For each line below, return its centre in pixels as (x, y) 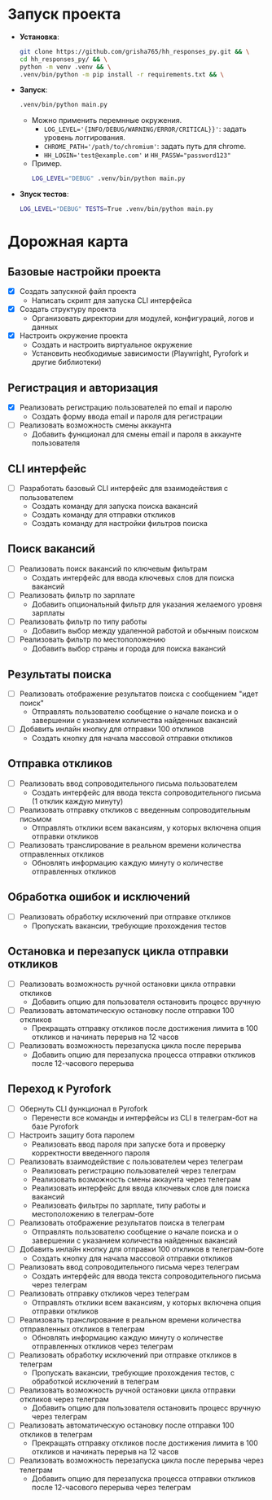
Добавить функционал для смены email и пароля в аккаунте (136, 434)
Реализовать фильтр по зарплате (77, 594)
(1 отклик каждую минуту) (77, 801)
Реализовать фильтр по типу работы (83, 621)
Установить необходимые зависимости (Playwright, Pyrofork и (140, 353)
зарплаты (48, 613)
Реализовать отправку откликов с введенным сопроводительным (135, 809)
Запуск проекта (64, 14)
